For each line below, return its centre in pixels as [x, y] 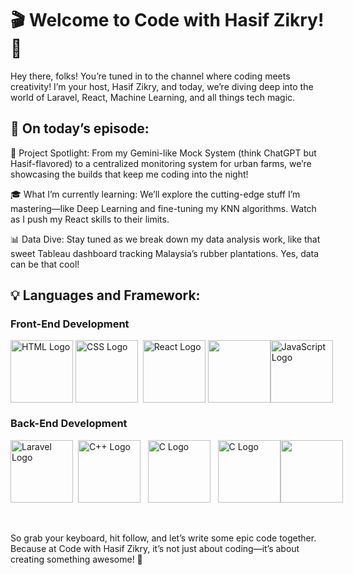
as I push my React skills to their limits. [90, 219]
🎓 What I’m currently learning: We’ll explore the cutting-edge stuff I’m [155, 194]
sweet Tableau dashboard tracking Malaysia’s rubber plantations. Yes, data [165, 253]
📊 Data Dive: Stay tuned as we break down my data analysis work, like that [165, 239]
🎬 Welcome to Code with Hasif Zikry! [167, 20]
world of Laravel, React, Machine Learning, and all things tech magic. [153, 97]
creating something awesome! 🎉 [76, 559]
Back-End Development [69, 424]
